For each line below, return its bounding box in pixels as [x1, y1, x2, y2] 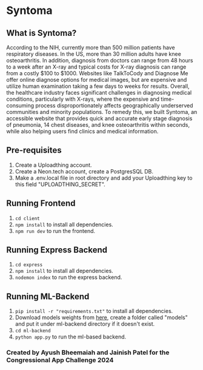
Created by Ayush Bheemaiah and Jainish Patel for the [6, 348, 170, 357]
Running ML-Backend [6, 291, 90, 301]
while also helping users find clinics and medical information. [6, 128, 159, 135]
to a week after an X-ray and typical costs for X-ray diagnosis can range [6, 63, 187, 70]
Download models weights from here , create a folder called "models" [15, 314, 188, 321]
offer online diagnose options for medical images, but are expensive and [6, 76, 187, 83]
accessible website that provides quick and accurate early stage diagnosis [6, 115, 193, 122]
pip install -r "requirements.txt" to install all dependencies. [15, 308, 173, 315]
